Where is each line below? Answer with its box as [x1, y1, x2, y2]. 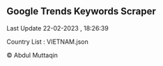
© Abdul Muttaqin [6, 51, 59, 59]
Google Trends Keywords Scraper [6, 6, 156, 17]
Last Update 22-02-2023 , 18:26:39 [6, 24, 109, 32]
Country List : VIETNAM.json [6, 38, 88, 46]
